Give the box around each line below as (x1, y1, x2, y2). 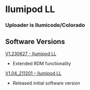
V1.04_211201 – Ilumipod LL (5, 70, 62, 76)
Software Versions (5, 37, 65, 46)
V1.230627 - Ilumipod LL (5, 51, 57, 57)
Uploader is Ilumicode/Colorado (5, 22, 85, 29)
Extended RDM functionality (12, 60, 71, 66)
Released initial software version (12, 80, 80, 86)
